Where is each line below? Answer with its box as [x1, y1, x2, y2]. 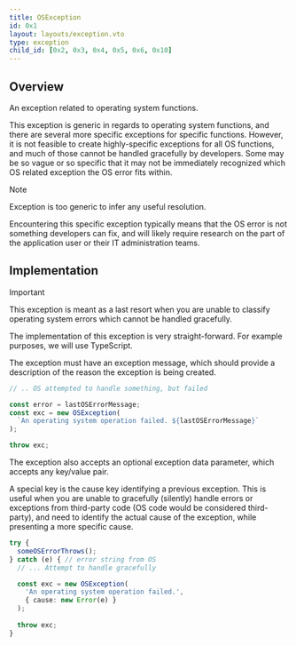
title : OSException [9, 12, 82, 22]
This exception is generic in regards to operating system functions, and [9, 119, 270, 130]
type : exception [9, 37, 69, 47]
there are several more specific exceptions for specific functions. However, [9, 129, 284, 140]
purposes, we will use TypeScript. [9, 339, 133, 351]
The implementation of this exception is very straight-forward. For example [9, 331, 283, 341]
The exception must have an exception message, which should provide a [9, 357, 276, 368]
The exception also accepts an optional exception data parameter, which [9, 457, 275, 467]
